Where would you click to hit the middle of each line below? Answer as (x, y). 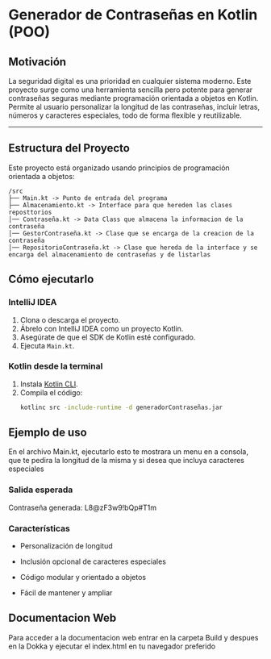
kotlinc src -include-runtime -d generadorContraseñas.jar (121, 407)
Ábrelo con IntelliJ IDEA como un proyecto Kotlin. (102, 328)
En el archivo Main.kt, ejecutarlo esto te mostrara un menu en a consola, (128, 452)
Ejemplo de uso (48, 433)
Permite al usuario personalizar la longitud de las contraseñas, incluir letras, (134, 107)
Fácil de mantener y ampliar (66, 593)
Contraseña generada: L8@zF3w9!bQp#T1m (83, 507)
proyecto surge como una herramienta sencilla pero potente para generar (131, 90)
